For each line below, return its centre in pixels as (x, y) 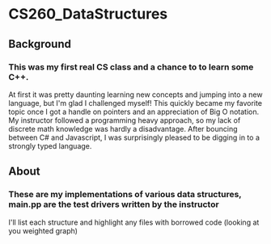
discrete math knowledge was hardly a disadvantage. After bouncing (123, 128)
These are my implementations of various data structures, (125, 195)
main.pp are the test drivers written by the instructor (114, 204)
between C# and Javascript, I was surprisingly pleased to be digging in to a (134, 137)
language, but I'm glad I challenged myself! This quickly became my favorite (135, 103)
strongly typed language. (50, 145)
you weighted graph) (43, 230)
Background (40, 44)
